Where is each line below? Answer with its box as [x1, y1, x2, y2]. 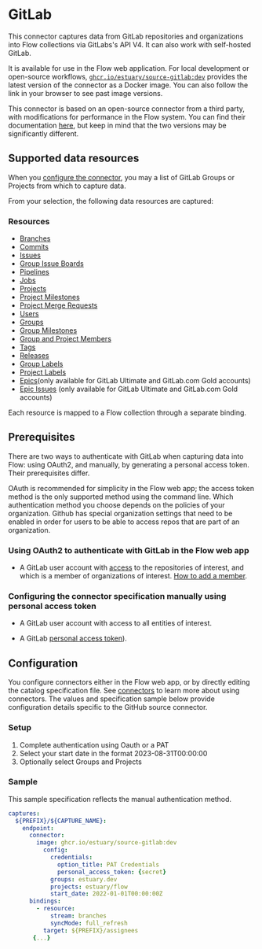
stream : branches [49, 912, 107, 920]
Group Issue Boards [19, 259, 84, 268]
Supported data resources [8, 152, 140, 165]
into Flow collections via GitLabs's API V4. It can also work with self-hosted [8, 39, 252, 49]
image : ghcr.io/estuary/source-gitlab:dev [36, 839, 177, 847]
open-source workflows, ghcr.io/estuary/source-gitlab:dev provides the [8, 72, 248, 81]
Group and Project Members [19, 334, 112, 344]
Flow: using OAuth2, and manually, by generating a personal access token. [8, 460, 249, 469]
